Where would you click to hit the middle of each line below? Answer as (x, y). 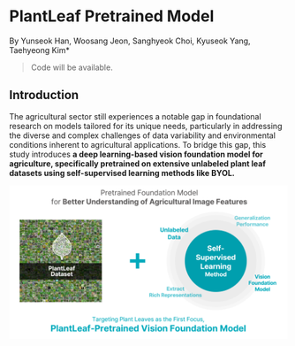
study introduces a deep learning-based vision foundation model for (136, 154)
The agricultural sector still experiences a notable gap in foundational (136, 116)
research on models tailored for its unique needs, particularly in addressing (146, 126)
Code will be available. (72, 67)
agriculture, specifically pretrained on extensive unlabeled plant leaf (138, 163)
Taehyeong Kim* (40, 50)
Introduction (44, 95)
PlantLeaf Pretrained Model (112, 16)
